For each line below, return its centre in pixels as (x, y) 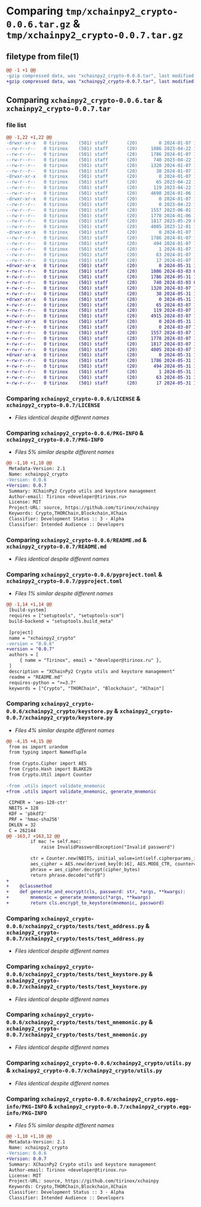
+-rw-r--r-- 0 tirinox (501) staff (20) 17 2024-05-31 (99, 383)
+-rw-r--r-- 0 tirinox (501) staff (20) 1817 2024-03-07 (99, 344)
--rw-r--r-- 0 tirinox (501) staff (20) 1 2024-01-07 (99, 249)
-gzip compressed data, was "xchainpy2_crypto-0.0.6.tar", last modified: (101, 76)
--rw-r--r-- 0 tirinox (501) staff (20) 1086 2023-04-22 (99, 149)
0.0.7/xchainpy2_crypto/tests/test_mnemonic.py (77, 1035)
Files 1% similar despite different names (64, 594)
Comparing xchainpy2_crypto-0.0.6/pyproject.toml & (84, 574)
